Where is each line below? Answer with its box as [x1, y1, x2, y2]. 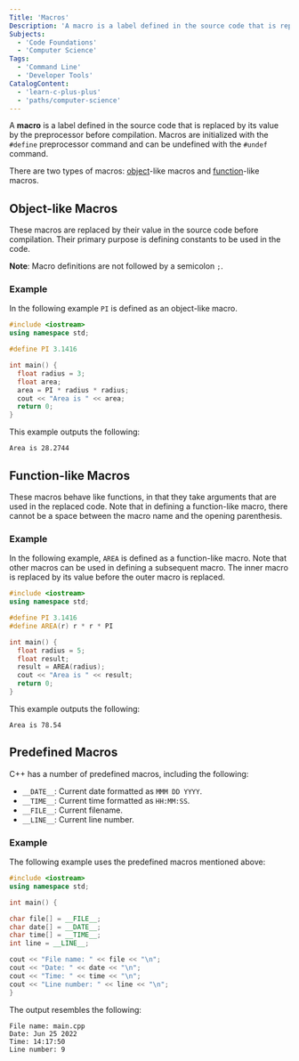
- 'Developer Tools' [17, 71, 93, 80]
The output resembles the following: [9, 1004, 142, 1015]
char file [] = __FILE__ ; [9, 914, 101, 923]
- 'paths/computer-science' [17, 95, 122, 105]
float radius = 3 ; [17, 369, 86, 378]
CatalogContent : [9, 79, 69, 88]
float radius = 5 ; [17, 646, 86, 655]
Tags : [9, 54, 29, 63]
